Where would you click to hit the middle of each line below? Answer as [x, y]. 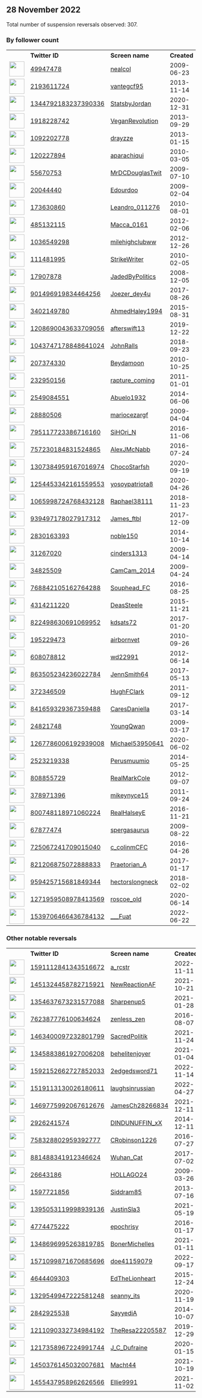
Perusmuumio [130, 761]
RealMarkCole [130, 778]
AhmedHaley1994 [136, 311]
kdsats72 [124, 623]
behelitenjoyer [130, 1054]
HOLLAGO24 [129, 1175]
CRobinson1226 [134, 1141]
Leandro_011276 [135, 208]
